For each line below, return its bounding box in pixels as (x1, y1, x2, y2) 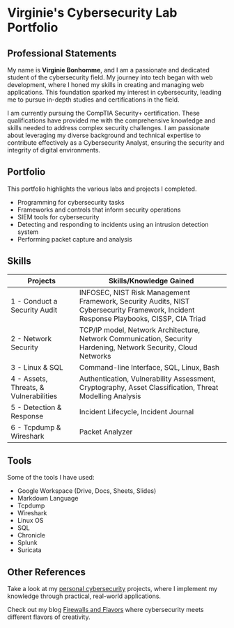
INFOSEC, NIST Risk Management (79, 288, 190, 297)
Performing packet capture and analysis (17, 235, 132, 243)
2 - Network (10, 333, 52, 343)
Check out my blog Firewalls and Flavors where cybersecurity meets (7, 606, 204, 614)
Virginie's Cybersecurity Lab (7, 5, 178, 21)
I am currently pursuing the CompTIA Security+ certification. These (7, 109, 200, 117)
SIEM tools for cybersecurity (17, 212, 100, 221)
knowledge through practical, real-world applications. (7, 592, 162, 600)
